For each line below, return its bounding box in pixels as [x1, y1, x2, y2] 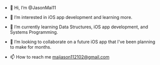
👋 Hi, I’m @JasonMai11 [9, 5, 56, 10]
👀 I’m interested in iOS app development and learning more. [9, 14, 133, 20]
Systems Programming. [9, 29, 58, 35]
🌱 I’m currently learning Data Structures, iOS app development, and [9, 24, 149, 30]
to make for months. [9, 44, 51, 50]
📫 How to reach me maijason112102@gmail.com [9, 54, 110, 60]
